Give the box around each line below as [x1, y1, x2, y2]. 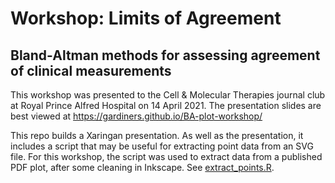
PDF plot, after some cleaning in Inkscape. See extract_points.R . [10, 162, 275, 173]
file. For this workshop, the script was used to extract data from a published [10, 151, 323, 162]
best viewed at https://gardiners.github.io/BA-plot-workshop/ [10, 110, 263, 122]
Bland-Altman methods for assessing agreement [10, 47, 321, 64]
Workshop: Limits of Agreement [10, 7, 282, 30]
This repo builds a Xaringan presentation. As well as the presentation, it [10, 130, 304, 141]
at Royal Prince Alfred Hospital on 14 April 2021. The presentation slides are [10, 100, 322, 111]
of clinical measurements [10, 62, 172, 79]
